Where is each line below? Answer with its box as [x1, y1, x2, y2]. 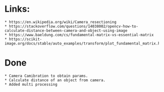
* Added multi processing [4, 82, 57, 87]
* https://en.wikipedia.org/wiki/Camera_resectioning [4, 20, 117, 24]
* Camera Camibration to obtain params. [4, 73, 89, 78]
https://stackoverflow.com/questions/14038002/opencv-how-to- [9, 23, 139, 29]
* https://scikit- [4, 37, 42, 42]
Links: [4, 3, 30, 15]
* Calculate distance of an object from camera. [4, 77, 106, 83]
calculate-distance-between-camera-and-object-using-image [4, 28, 128, 33]
